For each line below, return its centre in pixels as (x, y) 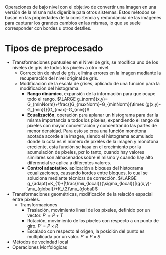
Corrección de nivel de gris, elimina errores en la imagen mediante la (90, 73)
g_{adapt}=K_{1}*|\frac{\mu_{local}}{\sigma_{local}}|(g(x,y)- (89, 183)
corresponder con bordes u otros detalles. (48, 28)
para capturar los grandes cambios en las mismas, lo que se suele (73, 23)
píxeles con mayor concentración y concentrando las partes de (92, 125)
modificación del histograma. (49, 88)
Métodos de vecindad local (40, 242)
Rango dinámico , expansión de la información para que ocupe (91, 93)
